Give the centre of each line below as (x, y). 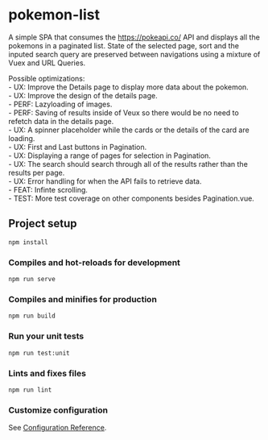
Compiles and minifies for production (82, 299)
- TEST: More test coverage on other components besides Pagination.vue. (132, 198)
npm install (28, 242)
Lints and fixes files (47, 373)
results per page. (37, 172)
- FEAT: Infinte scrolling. (48, 189)
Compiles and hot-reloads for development (95, 262)
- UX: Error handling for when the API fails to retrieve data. (105, 181)
